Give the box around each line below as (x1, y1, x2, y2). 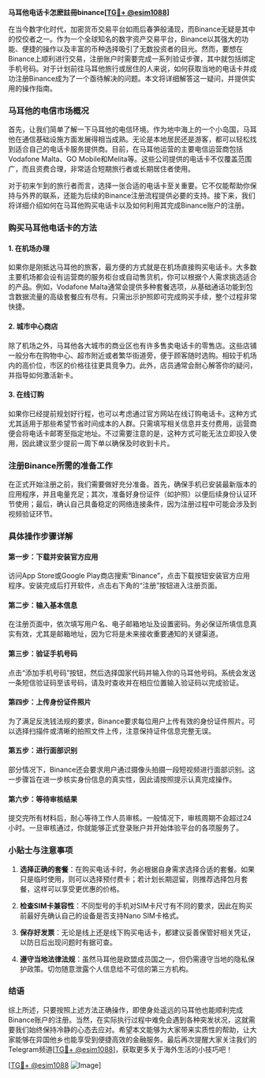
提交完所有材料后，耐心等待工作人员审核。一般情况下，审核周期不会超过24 (8, 813, 252, 823)
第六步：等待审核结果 (8, 794, 77, 804)
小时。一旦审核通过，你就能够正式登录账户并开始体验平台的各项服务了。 (8, 823, 243, 832)
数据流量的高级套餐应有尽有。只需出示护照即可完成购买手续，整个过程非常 (14, 292, 257, 302)
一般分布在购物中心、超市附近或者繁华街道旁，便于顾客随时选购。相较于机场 (8, 351, 257, 360)
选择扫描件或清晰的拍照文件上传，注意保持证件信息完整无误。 (14, 726, 215, 735)
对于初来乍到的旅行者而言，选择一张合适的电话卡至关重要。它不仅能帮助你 (8, 181, 250, 190)
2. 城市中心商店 (8, 321, 58, 331)
